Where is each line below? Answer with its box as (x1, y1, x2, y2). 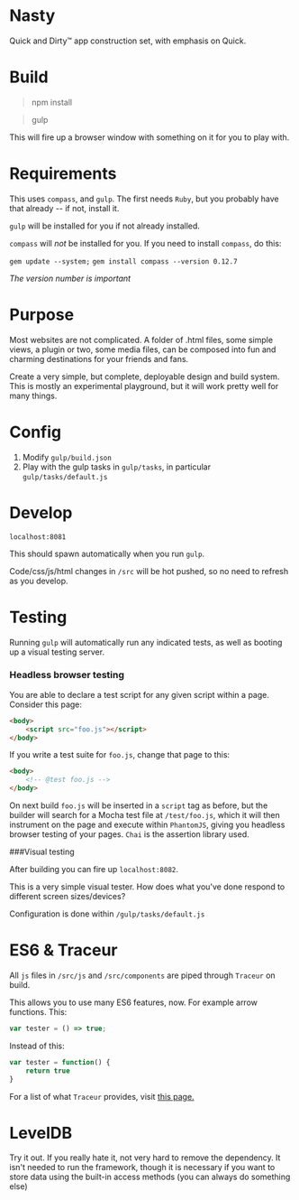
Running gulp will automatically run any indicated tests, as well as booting (9, 637, 283, 647)
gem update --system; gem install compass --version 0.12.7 (9, 256, 238, 266)
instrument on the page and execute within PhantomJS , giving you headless (9, 819, 285, 831)
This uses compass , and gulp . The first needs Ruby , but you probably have (9, 193, 279, 204)
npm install (31, 97, 73, 107)
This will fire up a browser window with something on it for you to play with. (9, 132, 290, 143)
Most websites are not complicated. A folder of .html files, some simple (9, 334, 273, 345)
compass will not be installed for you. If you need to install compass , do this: (9, 237, 282, 248)
